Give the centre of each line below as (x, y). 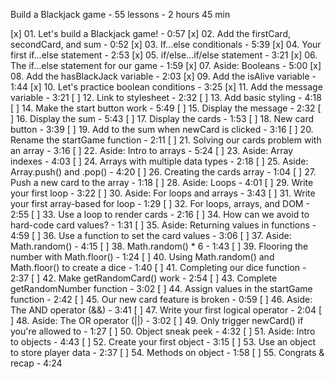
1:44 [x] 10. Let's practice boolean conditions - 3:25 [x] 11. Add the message (166, 87)
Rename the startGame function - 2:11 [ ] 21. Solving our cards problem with (166, 140)
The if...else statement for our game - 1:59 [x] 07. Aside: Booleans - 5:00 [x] (166, 65)
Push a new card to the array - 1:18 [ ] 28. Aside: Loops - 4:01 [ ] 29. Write (162, 182)
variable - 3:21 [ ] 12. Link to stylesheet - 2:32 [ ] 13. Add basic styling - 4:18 (166, 97)
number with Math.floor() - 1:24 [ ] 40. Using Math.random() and (142, 257)
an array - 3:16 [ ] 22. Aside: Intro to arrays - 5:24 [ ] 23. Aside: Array (152, 150)
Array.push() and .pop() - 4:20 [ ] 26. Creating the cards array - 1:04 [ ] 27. (163, 172)
